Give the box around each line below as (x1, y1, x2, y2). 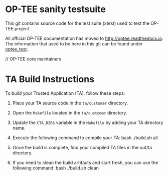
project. (14, 25, 31, 31)
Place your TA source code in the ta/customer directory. (12, 100, 128, 106)
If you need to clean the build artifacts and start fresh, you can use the (12, 159, 158, 165)
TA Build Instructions (5, 74, 94, 85)
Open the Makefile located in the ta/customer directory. (12, 109, 127, 115)
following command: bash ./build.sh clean (12, 165, 99, 171)
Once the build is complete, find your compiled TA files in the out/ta (12, 144, 152, 150)
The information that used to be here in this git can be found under (5, 40, 143, 46)
